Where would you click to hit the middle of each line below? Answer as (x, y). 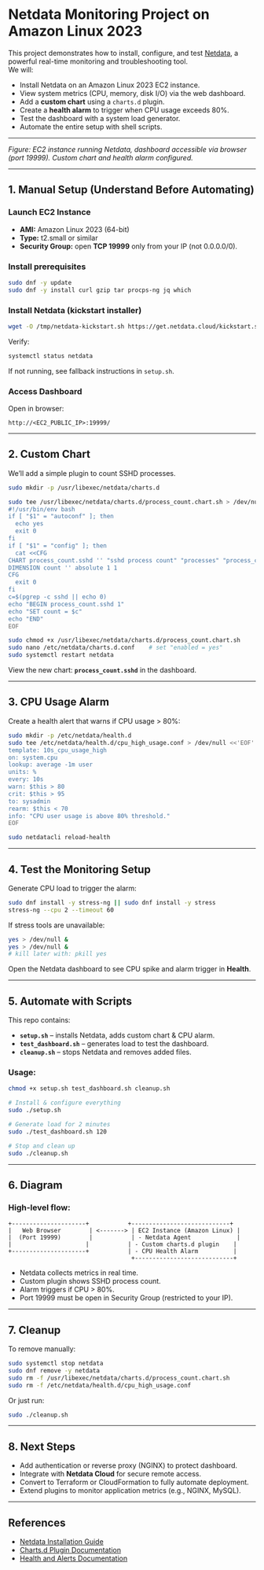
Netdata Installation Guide (61, 1542)
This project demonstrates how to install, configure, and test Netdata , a (123, 53)
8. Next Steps (42, 1446)
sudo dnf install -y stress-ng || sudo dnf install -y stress (112, 902)
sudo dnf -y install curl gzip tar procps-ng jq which (100, 290)
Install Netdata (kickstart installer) (75, 310)
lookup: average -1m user (50, 765)
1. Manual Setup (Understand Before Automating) (131, 190)
